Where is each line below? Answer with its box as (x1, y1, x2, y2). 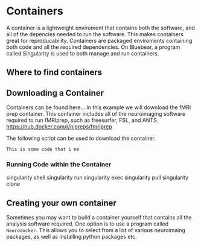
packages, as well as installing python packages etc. (6, 233, 137, 241)
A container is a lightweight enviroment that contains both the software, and (6, 24, 195, 31)
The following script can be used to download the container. (6, 134, 156, 142)
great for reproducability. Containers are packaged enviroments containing (6, 37, 193, 44)
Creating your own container (6, 198, 116, 208)
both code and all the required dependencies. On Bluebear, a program (6, 43, 180, 51)
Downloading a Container (6, 87, 104, 98)
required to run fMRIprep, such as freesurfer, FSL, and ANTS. (6, 116, 159, 124)
